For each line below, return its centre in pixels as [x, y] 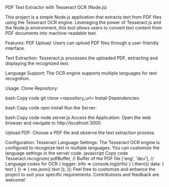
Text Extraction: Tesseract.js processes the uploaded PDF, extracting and [81, 58]
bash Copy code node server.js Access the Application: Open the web [78, 117]
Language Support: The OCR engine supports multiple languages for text [81, 73]
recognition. [18, 78]
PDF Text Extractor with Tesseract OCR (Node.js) [56, 7]
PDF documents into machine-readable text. [51, 33]
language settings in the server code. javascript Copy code [67, 153]
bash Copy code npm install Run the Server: [51, 108]
